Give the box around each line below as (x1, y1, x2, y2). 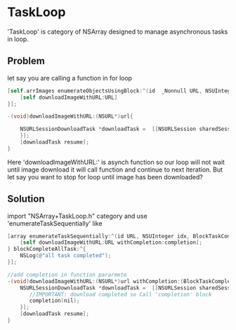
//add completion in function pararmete (7, 271, 128, 278)
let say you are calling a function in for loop (7, 74, 132, 82)
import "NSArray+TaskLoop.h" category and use (7, 212, 147, 220)
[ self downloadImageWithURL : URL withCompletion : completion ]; (20, 239, 202, 246)
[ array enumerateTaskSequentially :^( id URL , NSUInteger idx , (7, 233, 190, 240)
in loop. (7, 34, 29, 43)
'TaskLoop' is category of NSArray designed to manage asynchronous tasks (7, 27, 228, 36)
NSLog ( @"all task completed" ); (20, 252, 112, 259)
